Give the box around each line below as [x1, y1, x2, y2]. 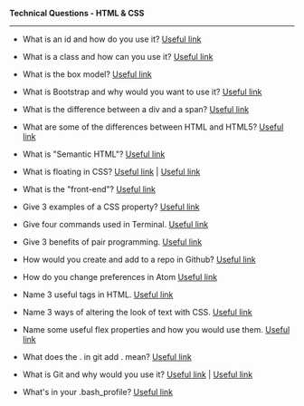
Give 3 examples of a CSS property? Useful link [22, 201, 200, 212]
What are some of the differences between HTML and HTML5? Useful [22, 121, 284, 132]
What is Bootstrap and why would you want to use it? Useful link [22, 86, 262, 97]
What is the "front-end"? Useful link [22, 184, 157, 194]
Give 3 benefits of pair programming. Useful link [22, 237, 203, 247]
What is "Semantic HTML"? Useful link [22, 149, 166, 159]
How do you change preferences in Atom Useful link [22, 272, 218, 282]
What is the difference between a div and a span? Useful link [22, 104, 250, 114]
